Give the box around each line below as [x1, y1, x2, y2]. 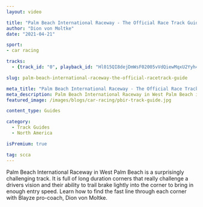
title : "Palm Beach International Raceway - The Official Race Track [6, 19, 185, 26]
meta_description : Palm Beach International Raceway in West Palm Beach [6, 91, 193, 97]
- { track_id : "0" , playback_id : [11, 64, 94, 70]
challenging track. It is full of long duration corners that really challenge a [6, 174, 188, 182]
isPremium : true [6, 141, 47, 147]
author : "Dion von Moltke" [6, 25, 74, 31]
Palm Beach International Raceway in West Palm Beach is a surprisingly [6, 168, 184, 176]
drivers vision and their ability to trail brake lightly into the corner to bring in [6, 181, 194, 188]
